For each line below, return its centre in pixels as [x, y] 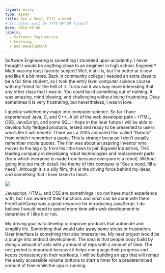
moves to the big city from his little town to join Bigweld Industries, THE [77, 148]
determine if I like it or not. [32, 214]
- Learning [21, 42]
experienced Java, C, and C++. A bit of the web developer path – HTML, [78, 117]
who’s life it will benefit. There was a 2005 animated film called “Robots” [78, 132]
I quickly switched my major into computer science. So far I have [70, 112]
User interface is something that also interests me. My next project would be [82, 234]
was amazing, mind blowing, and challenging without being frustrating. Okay [82, 97]
